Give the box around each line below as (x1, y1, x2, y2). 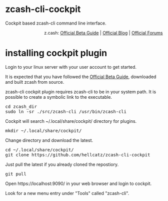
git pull (5, 171, 26, 176)
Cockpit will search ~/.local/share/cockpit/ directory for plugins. (5, 118, 137, 124)
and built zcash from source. (5, 79, 64, 85)
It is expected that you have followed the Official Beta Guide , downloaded (5, 74, 156, 80)
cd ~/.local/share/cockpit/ (5, 147, 74, 152)
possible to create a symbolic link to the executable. (5, 94, 112, 100)
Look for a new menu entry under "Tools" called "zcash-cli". (5, 190, 129, 196)
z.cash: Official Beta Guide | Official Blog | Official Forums (44, 30, 163, 36)
